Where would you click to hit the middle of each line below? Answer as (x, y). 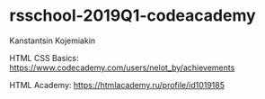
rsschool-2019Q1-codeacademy (132, 16)
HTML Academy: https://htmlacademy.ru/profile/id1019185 (117, 85)
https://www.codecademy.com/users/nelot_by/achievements (122, 67)
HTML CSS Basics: (44, 58)
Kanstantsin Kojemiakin (53, 40)
